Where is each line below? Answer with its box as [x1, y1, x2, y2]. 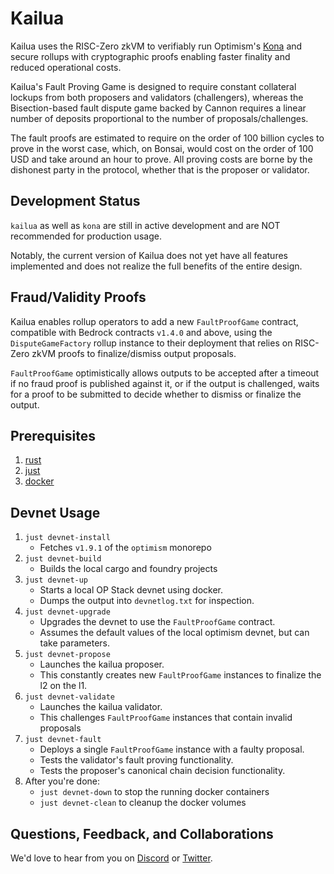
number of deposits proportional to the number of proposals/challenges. [10, 112, 309, 124]
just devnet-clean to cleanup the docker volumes [39, 797, 247, 809]
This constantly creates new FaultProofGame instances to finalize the [39, 669, 322, 681]
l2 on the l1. [39, 680, 88, 692]
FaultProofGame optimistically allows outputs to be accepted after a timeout [10, 367, 320, 379]
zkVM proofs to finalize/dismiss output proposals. [31, 347, 237, 359]
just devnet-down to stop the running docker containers [39, 786, 270, 798]
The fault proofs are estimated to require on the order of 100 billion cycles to [10, 132, 325, 144]
